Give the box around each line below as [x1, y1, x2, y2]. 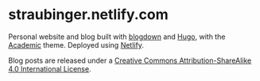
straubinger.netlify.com [8, 6, 169, 24]
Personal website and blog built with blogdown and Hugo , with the [8, 32, 226, 41]
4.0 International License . [8, 64, 91, 73]
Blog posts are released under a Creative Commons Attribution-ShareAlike [8, 56, 252, 65]
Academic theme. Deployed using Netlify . [8, 40, 145, 49]
